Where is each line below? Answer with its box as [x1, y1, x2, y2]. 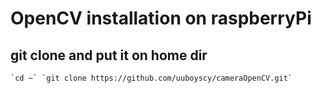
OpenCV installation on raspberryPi [10, 7, 312, 30]
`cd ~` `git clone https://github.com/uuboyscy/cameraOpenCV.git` [10, 73, 293, 83]
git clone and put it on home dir [10, 47, 208, 64]
